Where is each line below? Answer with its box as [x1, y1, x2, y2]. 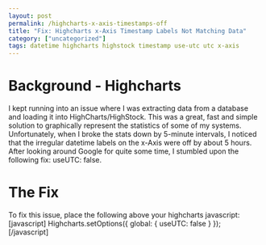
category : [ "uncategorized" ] [8, 34, 106, 43]
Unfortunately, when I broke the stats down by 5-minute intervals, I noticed [8, 129, 257, 139]
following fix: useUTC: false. [8, 155, 102, 165]
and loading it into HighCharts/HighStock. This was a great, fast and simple [8, 112, 258, 122]
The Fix [8, 184, 59, 202]
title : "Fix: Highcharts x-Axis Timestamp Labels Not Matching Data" [8, 27, 247, 35]
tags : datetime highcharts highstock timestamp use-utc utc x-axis [8, 42, 240, 50]
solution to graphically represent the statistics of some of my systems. [8, 120, 242, 130]
